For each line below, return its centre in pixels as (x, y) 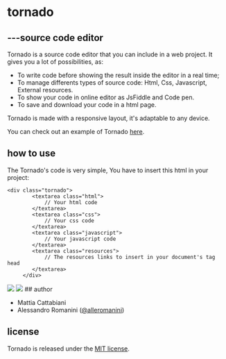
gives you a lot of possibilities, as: (55, 62)
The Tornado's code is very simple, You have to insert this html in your (108, 170)
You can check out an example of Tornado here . (76, 132)
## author (38, 289)
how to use (32, 153)
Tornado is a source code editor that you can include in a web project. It (110, 54)
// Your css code (69, 220)
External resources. (45, 90)
